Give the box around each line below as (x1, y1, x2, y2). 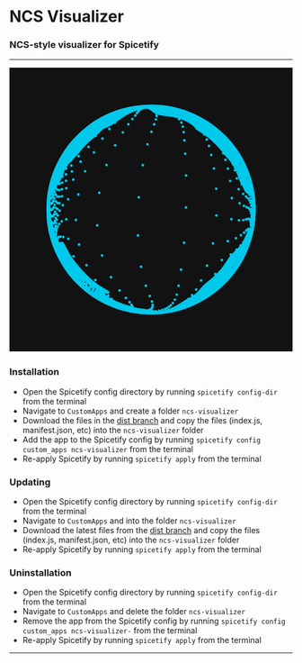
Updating (9, 476, 51, 488)
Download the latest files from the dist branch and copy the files (22, 525, 261, 536)
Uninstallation (9, 567, 72, 578)
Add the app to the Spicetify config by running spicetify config (22, 434, 261, 445)
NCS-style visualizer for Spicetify (9, 39, 160, 51)
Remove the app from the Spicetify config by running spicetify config (22, 615, 286, 627)
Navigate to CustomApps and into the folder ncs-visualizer (22, 515, 236, 526)
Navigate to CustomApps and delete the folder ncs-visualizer (22, 606, 245, 617)
